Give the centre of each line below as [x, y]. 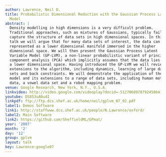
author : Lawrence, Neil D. [33, 10]
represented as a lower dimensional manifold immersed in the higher [83, 46]
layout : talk [19, 142]
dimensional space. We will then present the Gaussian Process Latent [84, 51]
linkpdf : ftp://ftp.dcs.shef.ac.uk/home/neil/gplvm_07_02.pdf [70, 101]
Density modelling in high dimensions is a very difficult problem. [82, 28]
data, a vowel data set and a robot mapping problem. [66, 83]
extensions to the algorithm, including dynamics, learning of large [83, 69]
